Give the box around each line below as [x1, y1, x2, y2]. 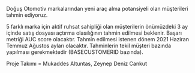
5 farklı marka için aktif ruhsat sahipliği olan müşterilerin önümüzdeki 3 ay [6, 23, 188, 30]
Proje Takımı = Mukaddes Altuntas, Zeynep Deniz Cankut [6, 60, 147, 67]
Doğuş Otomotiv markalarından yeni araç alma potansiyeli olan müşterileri [6, 5, 188, 12]
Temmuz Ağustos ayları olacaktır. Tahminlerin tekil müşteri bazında [6, 42, 172, 49]
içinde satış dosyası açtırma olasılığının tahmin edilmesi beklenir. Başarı [6, 29, 182, 36]
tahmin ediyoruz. [6, 11, 48, 19]
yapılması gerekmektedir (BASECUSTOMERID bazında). [6, 48, 143, 56]
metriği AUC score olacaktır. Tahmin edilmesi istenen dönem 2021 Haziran [6, 36, 189, 42]
